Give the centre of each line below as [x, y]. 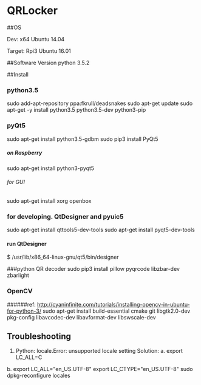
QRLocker [32, 11]
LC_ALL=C [29, 357]
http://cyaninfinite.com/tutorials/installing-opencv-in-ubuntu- [113, 304]
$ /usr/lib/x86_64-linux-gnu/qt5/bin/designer [63, 257]
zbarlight [18, 275]
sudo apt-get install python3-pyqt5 [51, 168]
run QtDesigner [27, 244]
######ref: [21, 304]
